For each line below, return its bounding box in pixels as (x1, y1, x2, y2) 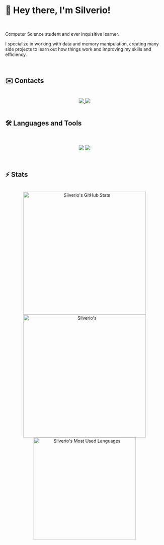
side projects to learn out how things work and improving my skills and (5, 46, 152, 52)
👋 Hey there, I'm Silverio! (5, 5, 111, 16)
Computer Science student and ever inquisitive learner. (5, 31, 119, 37)
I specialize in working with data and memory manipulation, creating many (5, 40, 159, 47)
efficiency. (5, 51, 27, 57)
